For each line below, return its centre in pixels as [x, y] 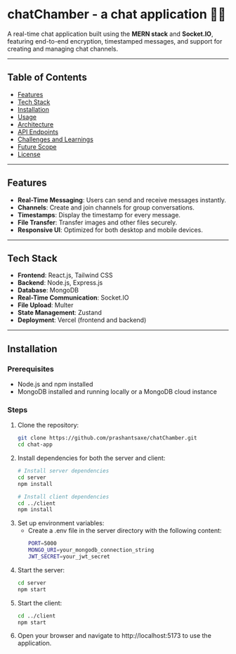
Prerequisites [31, 368]
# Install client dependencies [63, 496]
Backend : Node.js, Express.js [60, 283]
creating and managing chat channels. [63, 49]
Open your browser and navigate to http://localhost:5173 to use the [114, 636]
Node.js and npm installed [55, 384]
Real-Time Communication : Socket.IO [73, 297]
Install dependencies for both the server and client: [91, 458]
